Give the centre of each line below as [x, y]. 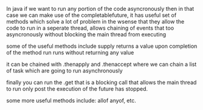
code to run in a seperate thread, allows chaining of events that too [90, 28]
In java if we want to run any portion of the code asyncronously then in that [100, 9]
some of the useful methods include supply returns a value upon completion [102, 46]
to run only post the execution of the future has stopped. [77, 89]
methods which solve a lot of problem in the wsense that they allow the [95, 21]
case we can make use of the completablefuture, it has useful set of [91, 15]
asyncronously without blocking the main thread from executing [86, 34]
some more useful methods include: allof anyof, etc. [71, 100]
